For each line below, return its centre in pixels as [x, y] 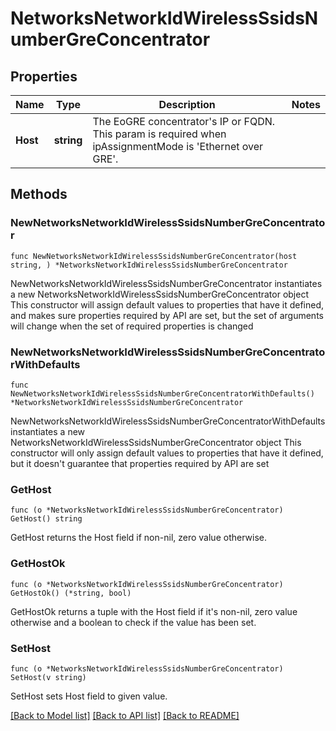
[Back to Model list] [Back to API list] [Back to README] [125, 715]
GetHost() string [46, 519]
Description [187, 104]
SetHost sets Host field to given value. [89, 696]
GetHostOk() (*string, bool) [71, 593]
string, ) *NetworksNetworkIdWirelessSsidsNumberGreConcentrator [149, 265]
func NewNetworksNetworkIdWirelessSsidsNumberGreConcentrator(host [154, 256]
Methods [39, 194]
